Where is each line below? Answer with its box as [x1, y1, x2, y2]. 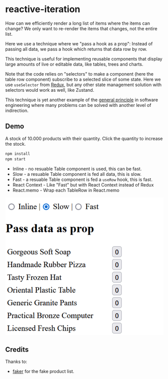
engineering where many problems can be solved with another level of [5, 102, 152, 108]
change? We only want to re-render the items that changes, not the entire [5, 25, 157, 31]
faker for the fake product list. [12, 368, 74, 374]
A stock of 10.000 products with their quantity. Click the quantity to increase [5, 135, 163, 142]
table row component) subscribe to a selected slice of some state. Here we [5, 76, 161, 82]
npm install [5, 151, 30, 156]
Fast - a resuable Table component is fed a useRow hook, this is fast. [12, 176, 152, 182]
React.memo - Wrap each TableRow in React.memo [12, 187, 120, 193]
